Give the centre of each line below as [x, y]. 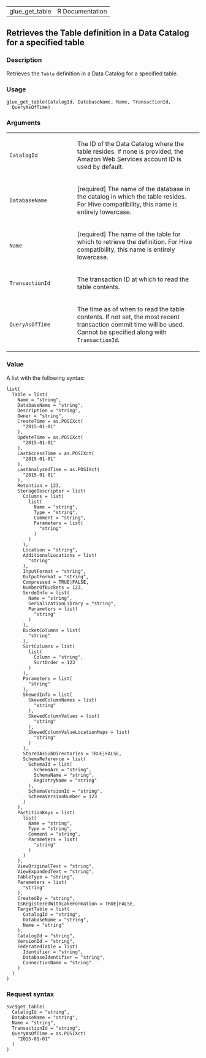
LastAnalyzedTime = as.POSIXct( [59, 469]
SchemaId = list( [50, 764]
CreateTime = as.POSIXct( [51, 421]
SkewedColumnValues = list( [64, 716]
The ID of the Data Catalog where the [131, 144]
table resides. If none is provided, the [130, 151]
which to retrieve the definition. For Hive [135, 242]
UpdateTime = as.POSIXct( [51, 437]
